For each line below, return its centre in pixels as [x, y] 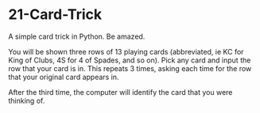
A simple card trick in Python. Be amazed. [77, 36]
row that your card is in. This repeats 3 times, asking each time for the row [130, 68]
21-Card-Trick [55, 15]
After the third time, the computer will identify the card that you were [120, 92]
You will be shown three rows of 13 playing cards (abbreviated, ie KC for [126, 51]
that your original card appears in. [64, 77]
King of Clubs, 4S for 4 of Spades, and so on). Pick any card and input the [130, 60]
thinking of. [27, 100]
